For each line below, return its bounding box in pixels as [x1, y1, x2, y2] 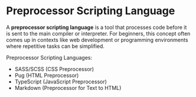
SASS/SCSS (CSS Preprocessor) [14, 65, 94, 72]
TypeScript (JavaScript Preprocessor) [14, 78, 107, 85]
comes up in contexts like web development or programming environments [6, 36, 188, 43]
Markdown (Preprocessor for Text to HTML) [14, 84, 122, 91]
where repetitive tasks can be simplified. [6, 43, 105, 50]
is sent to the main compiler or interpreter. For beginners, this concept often [6, 30, 191, 37]
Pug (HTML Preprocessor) [14, 72, 79, 79]
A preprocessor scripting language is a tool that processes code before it [6, 24, 187, 31]
